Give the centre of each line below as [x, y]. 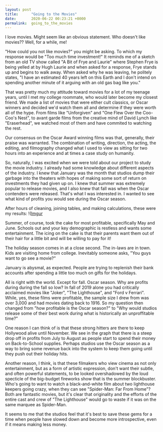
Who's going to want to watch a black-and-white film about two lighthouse [80, 384]
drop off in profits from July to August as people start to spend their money [80, 338]
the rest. [13, 128]
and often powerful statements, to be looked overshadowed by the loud [77, 374]
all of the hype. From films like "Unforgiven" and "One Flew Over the [73, 113]
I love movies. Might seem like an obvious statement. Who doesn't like [75, 37]
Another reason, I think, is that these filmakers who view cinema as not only [81, 363]
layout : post [18, 9]
